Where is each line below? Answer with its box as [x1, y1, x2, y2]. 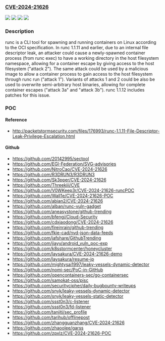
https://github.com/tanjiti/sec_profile [12, 309, 87, 315]
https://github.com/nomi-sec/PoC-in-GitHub [12, 266, 103, 272]
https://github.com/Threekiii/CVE [12, 182, 80, 188]
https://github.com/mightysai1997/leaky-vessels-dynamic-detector [12, 261, 150, 267]
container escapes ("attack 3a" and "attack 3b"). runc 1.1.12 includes [5, 87, 145, 93]
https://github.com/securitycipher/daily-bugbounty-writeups [12, 282, 136, 288]
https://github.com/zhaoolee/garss [12, 325, 84, 331]
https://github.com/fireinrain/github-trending [12, 224, 104, 230]
